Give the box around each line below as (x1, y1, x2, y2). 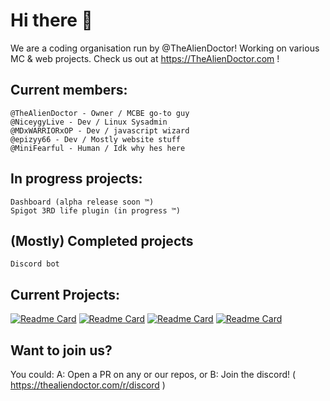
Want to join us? (10, 342, 113, 359)
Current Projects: (10, 286, 120, 303)
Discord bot (10, 259, 60, 269)
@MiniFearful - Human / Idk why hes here (10, 143, 186, 153)
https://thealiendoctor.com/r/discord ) (10, 379, 166, 391)
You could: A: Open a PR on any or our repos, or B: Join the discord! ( (10, 369, 297, 380)
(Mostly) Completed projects (10, 232, 194, 249)
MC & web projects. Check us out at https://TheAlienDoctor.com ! (10, 52, 280, 64)
